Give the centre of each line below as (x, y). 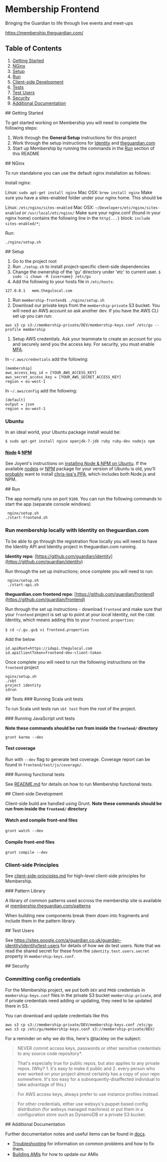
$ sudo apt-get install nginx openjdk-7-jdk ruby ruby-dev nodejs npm (80, 442)
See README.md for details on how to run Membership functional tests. (79, 784)
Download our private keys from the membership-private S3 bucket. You (86, 305)
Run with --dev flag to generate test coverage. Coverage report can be (78, 759)
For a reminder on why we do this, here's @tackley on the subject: (73, 1038)
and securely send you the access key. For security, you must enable (83, 344)
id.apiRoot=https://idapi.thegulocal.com (49, 648)
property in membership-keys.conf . (40, 956)
